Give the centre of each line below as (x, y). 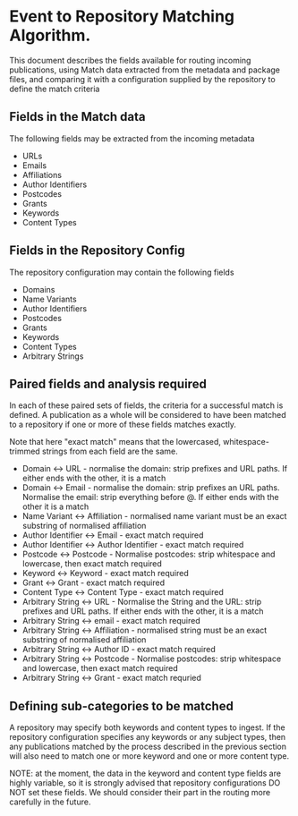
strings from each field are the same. (110, 451)
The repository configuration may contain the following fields (122, 272)
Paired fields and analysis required (108, 383)
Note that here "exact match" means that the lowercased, (115, 442)
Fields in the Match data (77, 117)
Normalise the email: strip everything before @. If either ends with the (150, 497)
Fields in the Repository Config (97, 251)
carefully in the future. (50, 802)
